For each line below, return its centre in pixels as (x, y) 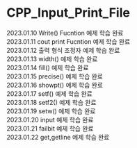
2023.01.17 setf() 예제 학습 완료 (50, 93)
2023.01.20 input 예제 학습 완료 (50, 120)
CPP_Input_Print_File (68, 13)
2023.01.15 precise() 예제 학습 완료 (55, 76)
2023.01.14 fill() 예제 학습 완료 (48, 67)
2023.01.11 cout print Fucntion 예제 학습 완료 (68, 41)
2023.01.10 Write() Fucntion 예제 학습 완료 (65, 33)
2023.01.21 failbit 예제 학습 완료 (50, 128)
